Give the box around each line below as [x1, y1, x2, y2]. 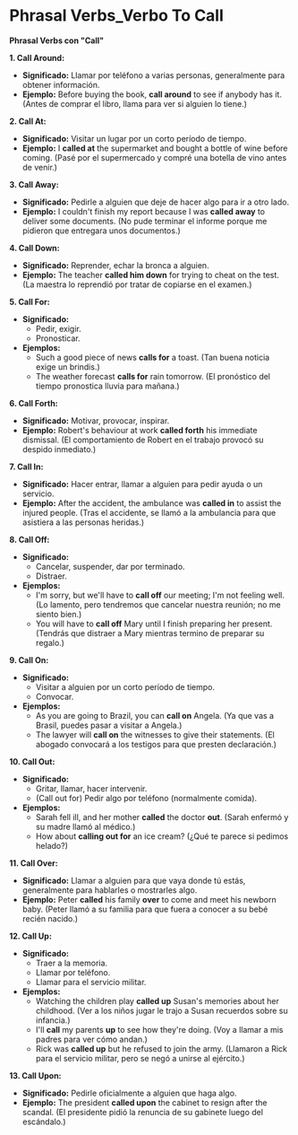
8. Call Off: [9, 534, 50, 545]
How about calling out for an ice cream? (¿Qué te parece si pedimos [35, 831, 289, 842]
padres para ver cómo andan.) [35, 1034, 148, 1044]
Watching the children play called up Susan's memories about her [35, 995, 279, 1006]
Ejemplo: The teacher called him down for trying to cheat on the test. [21, 269, 280, 280]
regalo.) [35, 637, 65, 648]
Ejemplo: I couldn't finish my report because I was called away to [21, 205, 266, 216]
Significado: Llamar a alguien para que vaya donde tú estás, [21, 875, 246, 886]
